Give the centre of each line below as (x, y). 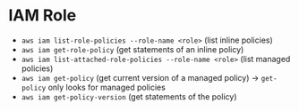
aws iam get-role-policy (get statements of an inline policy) (132, 49)
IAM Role (43, 16)
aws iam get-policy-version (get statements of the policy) (129, 96)
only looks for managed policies (107, 87)
